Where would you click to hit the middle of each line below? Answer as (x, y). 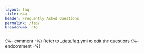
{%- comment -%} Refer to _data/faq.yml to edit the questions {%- (72, 41)
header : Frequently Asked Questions (42, 18)
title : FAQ (16, 14)
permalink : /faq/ (23, 23)
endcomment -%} (23, 46)
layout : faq (17, 9)
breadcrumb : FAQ (21, 27)
